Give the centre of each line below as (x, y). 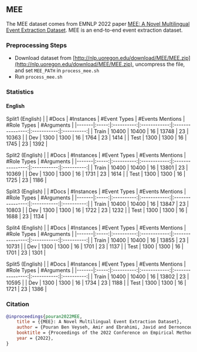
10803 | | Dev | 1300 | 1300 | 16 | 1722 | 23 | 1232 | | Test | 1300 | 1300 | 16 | (97, 210)
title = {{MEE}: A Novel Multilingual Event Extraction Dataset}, (99, 322)
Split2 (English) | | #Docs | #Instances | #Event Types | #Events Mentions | (96, 155)
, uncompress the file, (159, 65)
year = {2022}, (35, 339)
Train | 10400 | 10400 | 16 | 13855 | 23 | (141, 241)
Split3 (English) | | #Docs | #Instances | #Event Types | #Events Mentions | (96, 192)
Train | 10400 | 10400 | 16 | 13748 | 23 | (141, 131)
